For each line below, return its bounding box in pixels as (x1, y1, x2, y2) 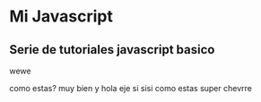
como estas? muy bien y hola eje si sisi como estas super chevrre (9, 83, 253, 93)
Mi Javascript (9, 6, 114, 27)
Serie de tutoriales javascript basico (9, 42, 215, 57)
